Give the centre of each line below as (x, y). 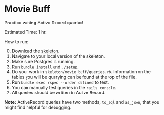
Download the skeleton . (36, 51)
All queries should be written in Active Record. (58, 92)
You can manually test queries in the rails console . (64, 87)
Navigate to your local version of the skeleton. (58, 56)
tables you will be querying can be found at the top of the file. (74, 77)
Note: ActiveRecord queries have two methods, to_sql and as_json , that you (82, 102)
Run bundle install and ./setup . (45, 67)
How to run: (16, 41)
